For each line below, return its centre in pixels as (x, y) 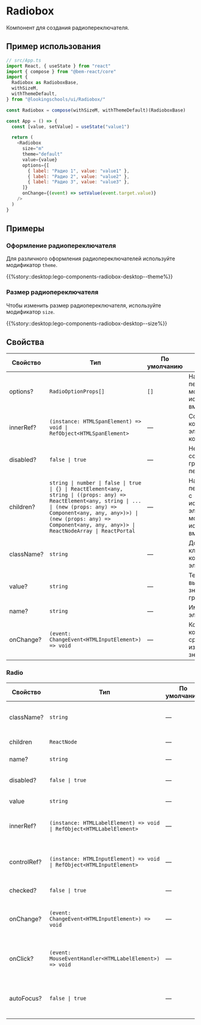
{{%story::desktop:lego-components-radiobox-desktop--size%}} (87, 323)
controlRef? (25, 862)
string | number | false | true (95, 483)
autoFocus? (25, 998)
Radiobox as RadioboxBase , (45, 83)
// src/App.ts (24, 60)
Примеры (25, 229)
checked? (23, 890)
